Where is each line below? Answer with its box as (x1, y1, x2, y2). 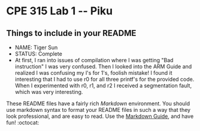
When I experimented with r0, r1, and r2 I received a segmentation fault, (14, 82, 192, 89)
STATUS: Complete (14, 50, 63, 57)
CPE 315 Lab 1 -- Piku (6, 4, 113, 18)
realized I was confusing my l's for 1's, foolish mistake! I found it (14, 69, 172, 76)
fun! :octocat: (6, 119, 40, 126)
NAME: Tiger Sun (14, 44, 58, 51)
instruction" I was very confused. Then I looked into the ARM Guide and (14, 63, 192, 70)
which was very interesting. (14, 89, 83, 95)
